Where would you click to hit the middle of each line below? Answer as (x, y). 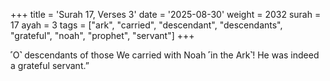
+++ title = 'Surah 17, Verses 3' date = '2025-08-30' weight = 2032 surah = (166, 14)
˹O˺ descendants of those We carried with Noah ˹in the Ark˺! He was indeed (165, 55)
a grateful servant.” (50, 65)
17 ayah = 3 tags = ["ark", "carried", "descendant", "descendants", (146, 25)
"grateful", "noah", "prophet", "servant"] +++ (102, 35)
